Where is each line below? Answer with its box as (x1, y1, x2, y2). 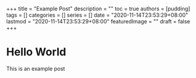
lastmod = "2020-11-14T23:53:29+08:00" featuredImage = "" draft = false (6, 18, 191, 25)
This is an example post (6, 65, 65, 72)
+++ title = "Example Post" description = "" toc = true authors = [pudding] (6, 5, 191, 12)
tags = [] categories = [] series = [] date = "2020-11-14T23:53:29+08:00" (6, 11, 189, 19)
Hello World (6, 45, 66, 59)
